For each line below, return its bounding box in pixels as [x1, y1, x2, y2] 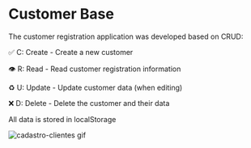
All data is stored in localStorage [8, 114, 117, 124]
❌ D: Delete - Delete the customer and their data [8, 98, 170, 108]
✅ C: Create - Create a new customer [8, 47, 134, 57]
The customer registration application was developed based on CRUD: [8, 32, 244, 41]
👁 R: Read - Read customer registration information [8, 64, 181, 74]
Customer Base [8, 5, 115, 23]
